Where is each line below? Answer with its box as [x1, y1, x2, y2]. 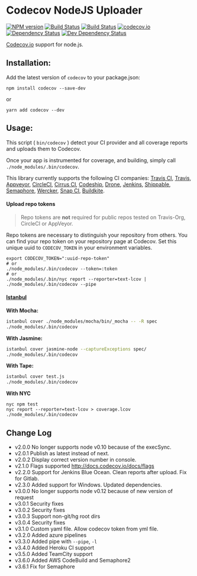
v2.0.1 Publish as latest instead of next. [14, 450, 109, 457]
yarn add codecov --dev [6, 107, 65, 113]
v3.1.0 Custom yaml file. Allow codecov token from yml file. [14, 525, 159, 533]
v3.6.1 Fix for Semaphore [14, 563, 75, 570]
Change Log [6, 427, 52, 438]
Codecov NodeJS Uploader [6, 4, 143, 17]
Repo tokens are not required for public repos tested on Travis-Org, [20, 214, 186, 221]
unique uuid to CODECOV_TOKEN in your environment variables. [6, 244, 153, 251]
